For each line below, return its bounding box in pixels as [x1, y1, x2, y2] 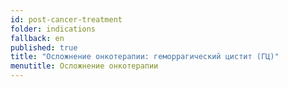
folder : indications [10, 24, 97, 34]
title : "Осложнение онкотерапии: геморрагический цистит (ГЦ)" [10, 52, 280, 62]
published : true [10, 42, 78, 53]
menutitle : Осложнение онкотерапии [10, 61, 159, 71]
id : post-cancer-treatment [10, 14, 123, 25]
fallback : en [10, 33, 65, 43]
